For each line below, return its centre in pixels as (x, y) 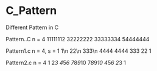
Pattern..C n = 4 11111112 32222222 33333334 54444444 (78, 39)
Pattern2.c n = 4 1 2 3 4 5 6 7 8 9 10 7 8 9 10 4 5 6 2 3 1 (66, 63)
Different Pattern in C (32, 27)
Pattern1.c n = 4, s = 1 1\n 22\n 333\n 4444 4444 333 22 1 (78, 51)
